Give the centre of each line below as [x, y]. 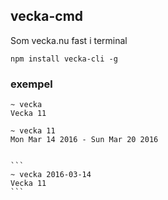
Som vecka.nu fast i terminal [69, 40]
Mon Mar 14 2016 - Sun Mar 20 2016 [84, 140]
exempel [31, 84]
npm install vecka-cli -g [64, 59]
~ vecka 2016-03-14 [51, 175]
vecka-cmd [47, 16]
